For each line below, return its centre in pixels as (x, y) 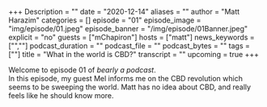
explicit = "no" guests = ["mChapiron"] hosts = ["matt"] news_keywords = (131, 37)
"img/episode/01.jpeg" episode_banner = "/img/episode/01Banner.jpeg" (128, 29)
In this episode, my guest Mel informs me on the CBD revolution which (125, 78)
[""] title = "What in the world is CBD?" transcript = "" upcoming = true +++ (134, 54)
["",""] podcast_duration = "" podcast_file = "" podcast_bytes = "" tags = (129, 46)
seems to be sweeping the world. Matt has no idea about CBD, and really (130, 87)
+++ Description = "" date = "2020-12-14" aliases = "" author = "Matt (124, 12)
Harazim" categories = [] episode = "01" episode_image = (105, 20)
